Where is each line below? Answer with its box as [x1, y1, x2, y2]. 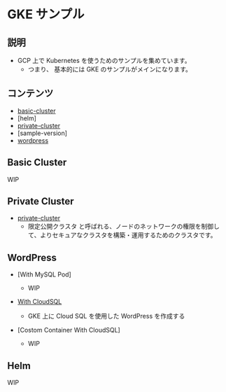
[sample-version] [17, 129, 68, 137]
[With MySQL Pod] [17, 270, 71, 279]
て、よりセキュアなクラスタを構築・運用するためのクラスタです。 [27, 231, 217, 239]
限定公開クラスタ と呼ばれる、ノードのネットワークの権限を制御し [27, 222, 220, 231]
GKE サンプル [7, 6, 85, 22]
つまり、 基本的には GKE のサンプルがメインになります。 [27, 65, 192, 73]
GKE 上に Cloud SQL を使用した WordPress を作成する [27, 312, 185, 321]
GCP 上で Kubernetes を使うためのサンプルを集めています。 [17, 57, 191, 64]
